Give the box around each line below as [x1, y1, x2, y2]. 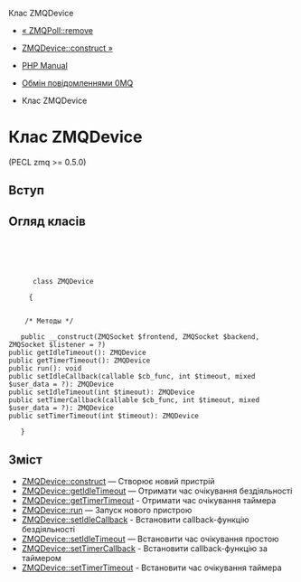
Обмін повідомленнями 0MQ [21, 78, 134, 89]
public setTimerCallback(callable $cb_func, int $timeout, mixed [8, 396, 259, 405]
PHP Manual [21, 61, 69, 70]
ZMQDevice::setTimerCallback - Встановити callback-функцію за [21, 542, 268, 554]
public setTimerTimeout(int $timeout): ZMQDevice [8, 411, 200, 421]
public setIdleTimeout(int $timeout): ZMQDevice [8, 388, 195, 397]
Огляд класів [8, 213, 87, 229]
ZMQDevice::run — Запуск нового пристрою [21, 504, 193, 515]
